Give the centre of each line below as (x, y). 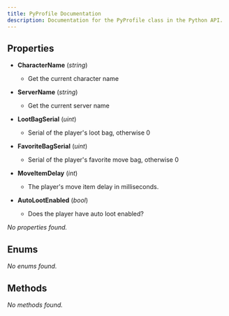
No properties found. (37, 227)
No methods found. (35, 305)
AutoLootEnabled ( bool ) (53, 200)
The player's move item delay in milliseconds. (93, 187)
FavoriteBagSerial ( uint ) (52, 146)
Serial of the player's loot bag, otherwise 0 (89, 133)
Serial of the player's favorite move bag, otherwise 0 (103, 160)
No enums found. (32, 266)
